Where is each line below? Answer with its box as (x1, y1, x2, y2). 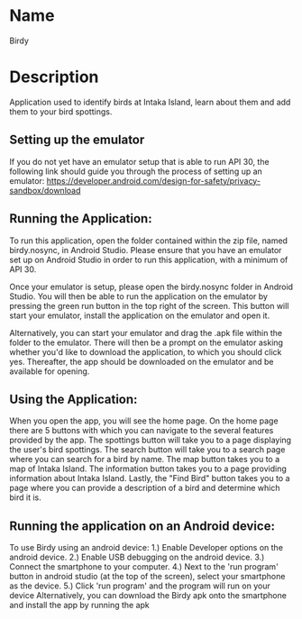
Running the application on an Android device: (9, 518, 275, 533)
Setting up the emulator (9, 132, 145, 148)
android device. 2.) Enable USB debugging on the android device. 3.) (9, 551, 265, 563)
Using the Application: (9, 391, 138, 406)
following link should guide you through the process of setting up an (9, 166, 263, 177)
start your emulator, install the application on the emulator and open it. (9, 310, 270, 321)
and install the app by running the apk (9, 600, 151, 611)
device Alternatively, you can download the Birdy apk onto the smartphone (9, 590, 287, 601)
